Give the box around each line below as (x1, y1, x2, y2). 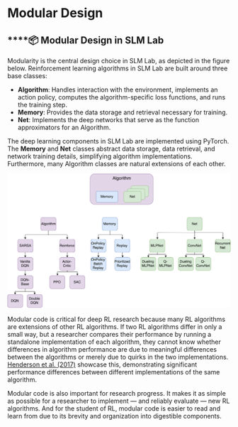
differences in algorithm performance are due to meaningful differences (7, 345, 217, 353)
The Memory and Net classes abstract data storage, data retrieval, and (7, 144, 215, 153)
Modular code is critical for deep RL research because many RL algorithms (7, 315, 225, 323)
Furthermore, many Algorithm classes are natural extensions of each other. (7, 160, 226, 168)
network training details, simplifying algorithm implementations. (7, 152, 193, 161)
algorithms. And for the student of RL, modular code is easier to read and (7, 404, 221, 413)
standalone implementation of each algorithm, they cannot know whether (7, 337, 222, 346)
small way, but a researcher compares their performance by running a (7, 330, 212, 338)
